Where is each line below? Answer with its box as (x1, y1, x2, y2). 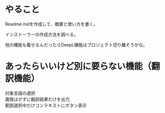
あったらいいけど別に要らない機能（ (5, 61, 152, 72)
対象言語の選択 (5, 90, 35, 96)
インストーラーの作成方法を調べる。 (5, 31, 79, 37)
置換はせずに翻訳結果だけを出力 (5, 96, 70, 102)
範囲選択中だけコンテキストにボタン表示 (5, 102, 87, 108)
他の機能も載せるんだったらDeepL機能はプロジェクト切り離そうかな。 (5, 42, 147, 47)
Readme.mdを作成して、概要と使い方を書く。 (5, 21, 98, 27)
